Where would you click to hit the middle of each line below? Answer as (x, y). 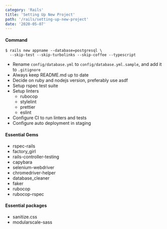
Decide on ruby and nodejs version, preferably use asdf (70, 81)
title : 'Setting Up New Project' (40, 15)
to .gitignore (27, 70)
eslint (26, 112)
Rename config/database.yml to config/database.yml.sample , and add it (87, 64)
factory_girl (24, 151)
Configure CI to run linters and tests (50, 118)
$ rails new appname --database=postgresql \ (54, 51)
